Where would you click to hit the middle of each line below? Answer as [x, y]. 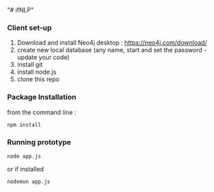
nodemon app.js [29, 182]
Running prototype [39, 142]
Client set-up [29, 28]
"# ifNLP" [21, 10]
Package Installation [42, 97]
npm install [24, 125]
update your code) [43, 57]
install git [30, 65]
